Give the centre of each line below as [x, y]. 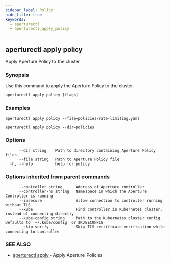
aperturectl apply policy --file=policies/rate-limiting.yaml [73, 118]
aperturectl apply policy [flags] [42, 95]
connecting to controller [33, 232]
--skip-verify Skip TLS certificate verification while [92, 227]
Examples [18, 108]
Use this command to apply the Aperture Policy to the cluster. [70, 86]
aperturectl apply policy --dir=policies [50, 127]
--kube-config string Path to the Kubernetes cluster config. [91, 218]
